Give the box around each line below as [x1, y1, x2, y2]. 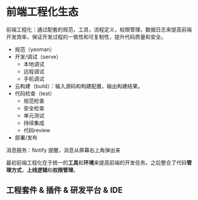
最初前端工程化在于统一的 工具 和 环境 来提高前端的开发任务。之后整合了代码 [6, 159, 187, 166]
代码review [23, 126, 51, 134]
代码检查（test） [14, 89, 55, 97]
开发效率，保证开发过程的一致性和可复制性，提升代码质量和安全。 [6, 33, 166, 40]
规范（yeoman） [14, 45, 55, 53]
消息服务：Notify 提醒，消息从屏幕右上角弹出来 [6, 146, 121, 154]
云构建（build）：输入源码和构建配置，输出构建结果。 [14, 82, 143, 89]
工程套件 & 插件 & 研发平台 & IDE [6, 185, 123, 195]
